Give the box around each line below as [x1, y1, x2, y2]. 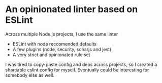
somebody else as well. [5, 72, 55, 78]
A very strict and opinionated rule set [12, 52, 90, 58]
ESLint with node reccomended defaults [12, 40, 97, 47]
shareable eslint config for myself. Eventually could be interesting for [5, 67, 149, 73]
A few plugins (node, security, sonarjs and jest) [12, 46, 112, 52]
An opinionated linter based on [5, 4, 138, 15]
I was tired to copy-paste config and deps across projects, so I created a [5, 61, 157, 67]
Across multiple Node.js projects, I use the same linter [5, 31, 118, 37]
